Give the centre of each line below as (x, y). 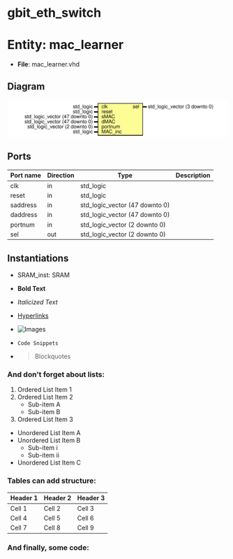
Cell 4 (19, 518)
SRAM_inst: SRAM (43, 275)
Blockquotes (53, 356)
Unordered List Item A (49, 433)
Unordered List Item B (49, 440)
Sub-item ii (43, 455)
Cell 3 (85, 508)
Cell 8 (52, 528)
